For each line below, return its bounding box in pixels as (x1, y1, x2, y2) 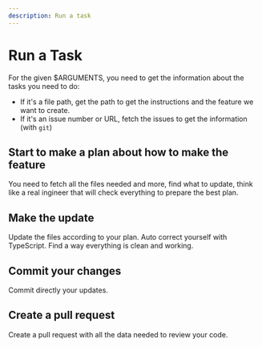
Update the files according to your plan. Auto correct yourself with (8, 232, 228, 242)
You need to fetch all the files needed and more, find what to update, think (8, 180, 254, 189)
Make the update (8, 211, 95, 224)
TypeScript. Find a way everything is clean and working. (8, 241, 194, 251)
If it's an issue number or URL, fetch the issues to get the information (19, 114, 248, 123)
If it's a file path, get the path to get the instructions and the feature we (19, 97, 254, 107)
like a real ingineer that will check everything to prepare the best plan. (8, 188, 239, 197)
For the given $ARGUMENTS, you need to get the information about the (8, 73, 244, 83)
